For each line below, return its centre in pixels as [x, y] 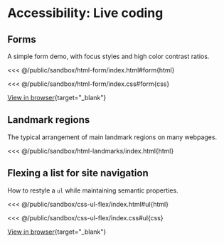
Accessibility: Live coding [85, 13]
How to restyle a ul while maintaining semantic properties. [93, 190]
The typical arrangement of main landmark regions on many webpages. [112, 137]
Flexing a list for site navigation [78, 173]
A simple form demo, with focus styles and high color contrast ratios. [108, 56]
